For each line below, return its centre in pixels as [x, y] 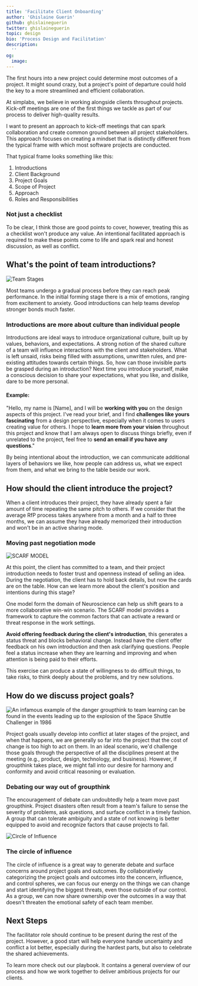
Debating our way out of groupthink [58, 787]
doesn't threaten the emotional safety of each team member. [80, 902]
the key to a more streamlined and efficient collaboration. [75, 90]
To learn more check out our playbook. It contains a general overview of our [98, 965]
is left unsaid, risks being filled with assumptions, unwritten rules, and [91, 356]
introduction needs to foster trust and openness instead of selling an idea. [96, 573]
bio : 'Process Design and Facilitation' [57, 39]
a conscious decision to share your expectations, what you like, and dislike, [98, 375]
